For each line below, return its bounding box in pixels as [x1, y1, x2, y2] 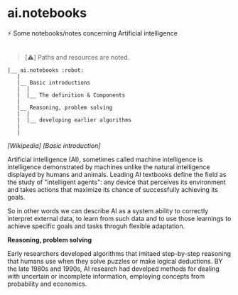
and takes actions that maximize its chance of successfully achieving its [7, 185, 219, 193]
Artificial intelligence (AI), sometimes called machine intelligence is [7, 155, 203, 163]
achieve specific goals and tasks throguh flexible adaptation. [7, 222, 185, 230]
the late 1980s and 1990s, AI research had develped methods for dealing [7, 264, 220, 273]
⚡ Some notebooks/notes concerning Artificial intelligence [7, 28, 178, 37]
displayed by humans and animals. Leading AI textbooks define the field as [7, 170, 227, 178]
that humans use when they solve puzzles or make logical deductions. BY [7, 257, 223, 265]
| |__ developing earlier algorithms [16, 116, 132, 124]
